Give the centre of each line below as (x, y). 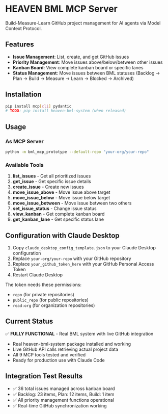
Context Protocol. (24, 28)
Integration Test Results (44, 376)
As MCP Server (25, 141)
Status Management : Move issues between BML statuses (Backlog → (86, 73)
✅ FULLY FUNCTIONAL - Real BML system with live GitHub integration (79, 333)
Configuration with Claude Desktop (62, 235)
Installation (23, 95)
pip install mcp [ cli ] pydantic (38, 106)
